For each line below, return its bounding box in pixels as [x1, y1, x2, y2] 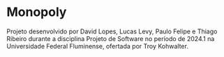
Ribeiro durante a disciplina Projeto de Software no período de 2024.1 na [6, 34, 215, 42]
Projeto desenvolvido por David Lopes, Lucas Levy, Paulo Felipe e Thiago [6, 27, 218, 35]
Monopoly [6, 4, 67, 20]
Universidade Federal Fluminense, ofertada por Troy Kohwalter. [6, 42, 189, 50]
